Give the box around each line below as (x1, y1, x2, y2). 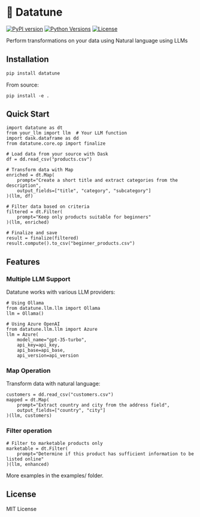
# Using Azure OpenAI (6, 321, 60, 327)
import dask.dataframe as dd (6, 135, 79, 142)
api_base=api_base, (17, 348, 66, 354)
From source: (6, 81, 39, 88)
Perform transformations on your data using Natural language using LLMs (6, 37, 188, 44)
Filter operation (6, 426, 52, 435)
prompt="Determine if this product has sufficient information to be (17, 450, 195, 457)
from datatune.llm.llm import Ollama (6, 306, 101, 312)
